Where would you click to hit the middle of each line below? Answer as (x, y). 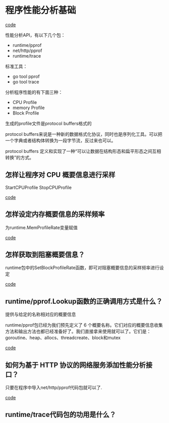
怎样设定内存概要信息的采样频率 (55, 214)
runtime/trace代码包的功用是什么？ (61, 415)
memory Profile (29, 108)
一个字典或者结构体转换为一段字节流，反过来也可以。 (61, 140)
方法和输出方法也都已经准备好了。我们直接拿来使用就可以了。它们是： (78, 332)
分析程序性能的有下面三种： (34, 92)
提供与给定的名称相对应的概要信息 (41, 314)
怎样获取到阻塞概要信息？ (45, 255)
